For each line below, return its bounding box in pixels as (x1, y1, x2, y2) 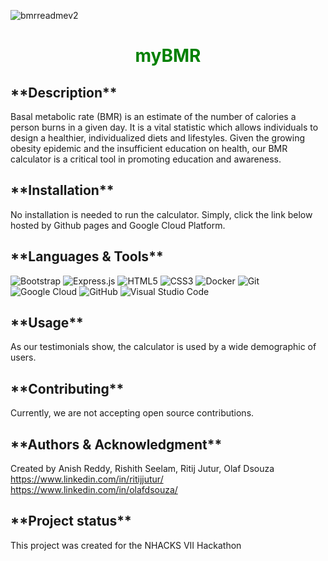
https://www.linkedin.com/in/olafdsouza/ (10, 484, 178, 496)
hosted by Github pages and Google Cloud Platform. (10, 219, 226, 231)
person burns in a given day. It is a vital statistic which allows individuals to (10, 121, 319, 133)
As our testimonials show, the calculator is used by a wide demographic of (10, 341, 317, 353)
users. (10, 351, 37, 364)
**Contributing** (10, 380, 125, 397)
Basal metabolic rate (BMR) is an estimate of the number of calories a (10, 111, 297, 122)
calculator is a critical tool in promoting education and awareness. (10, 153, 282, 165)
